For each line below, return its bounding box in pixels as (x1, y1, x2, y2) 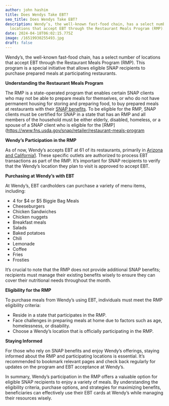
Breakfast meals (12, 219, 46, 225)
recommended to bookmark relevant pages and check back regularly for (5, 358, 156, 364)
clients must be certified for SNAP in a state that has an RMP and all (5, 111, 146, 117)
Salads (12, 224, 27, 230)
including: (5, 188, 26, 194)
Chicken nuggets (12, 214, 48, 220)
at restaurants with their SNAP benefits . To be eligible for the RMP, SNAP (5, 106, 156, 112)
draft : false (5, 40, 33, 45)
